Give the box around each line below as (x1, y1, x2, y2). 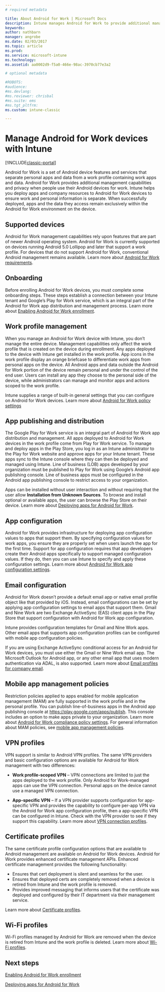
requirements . (5, 260, 33, 266)
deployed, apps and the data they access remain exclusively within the (5, 201, 148, 207)
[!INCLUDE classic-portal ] (5, 160, 56, 166)
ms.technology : (5, 57, 36, 62)
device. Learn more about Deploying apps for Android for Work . (5, 502, 134, 508)
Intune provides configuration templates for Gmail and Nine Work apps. (5, 625, 149, 631)
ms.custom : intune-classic (5, 107, 60, 113)
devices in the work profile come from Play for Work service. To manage (5, 440, 152, 447)
